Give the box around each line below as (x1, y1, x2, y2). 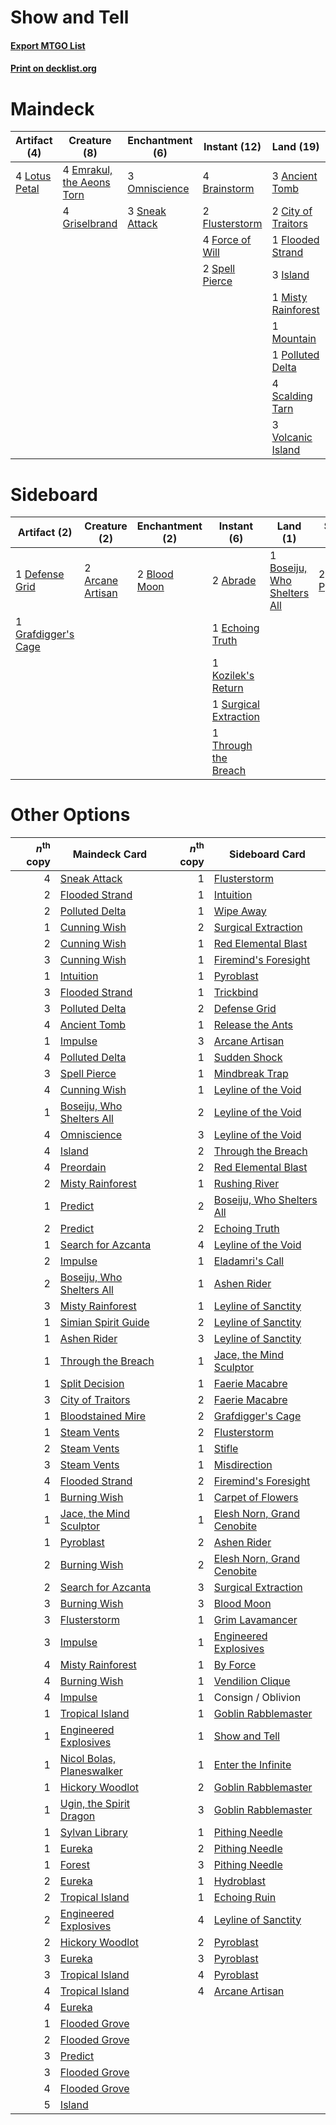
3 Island (271, 268, 310, 282)
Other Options (10, 804, 131, 826)
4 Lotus (15, 169, 52, 183)
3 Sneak (127, 204, 167, 218)
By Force (213, 1657, 257, 1671)
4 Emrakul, (62, 163, 113, 177)
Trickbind (213, 985, 259, 999)
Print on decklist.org (10, 62, 97, 75)
